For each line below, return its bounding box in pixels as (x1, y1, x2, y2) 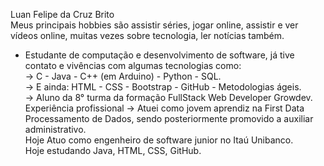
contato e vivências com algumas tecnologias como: (24, 60, 242, 71)
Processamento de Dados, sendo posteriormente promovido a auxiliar (24, 113, 314, 124)
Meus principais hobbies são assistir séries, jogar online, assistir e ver (10, 19, 299, 31)
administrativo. (24, 124, 87, 135)
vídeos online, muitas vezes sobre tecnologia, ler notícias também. (10, 30, 285, 41)
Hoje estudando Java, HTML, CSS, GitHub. (24, 145, 202, 156)
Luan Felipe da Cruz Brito (10, 9, 115, 20)
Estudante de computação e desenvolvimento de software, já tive (24, 49, 295, 61)
